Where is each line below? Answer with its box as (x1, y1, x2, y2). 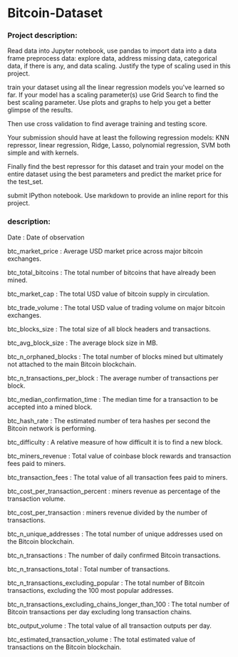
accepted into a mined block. (7, 403, 93, 411)
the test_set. (7, 177, 44, 186)
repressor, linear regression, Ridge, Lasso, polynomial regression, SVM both (7, 141, 230, 150)
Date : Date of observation (7, 233, 85, 242)
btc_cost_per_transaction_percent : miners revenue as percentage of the (7, 487, 221, 495)
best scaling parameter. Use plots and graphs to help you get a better (7, 98, 212, 107)
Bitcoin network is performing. (7, 424, 97, 433)
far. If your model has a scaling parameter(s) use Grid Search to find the (7, 90, 219, 99)
